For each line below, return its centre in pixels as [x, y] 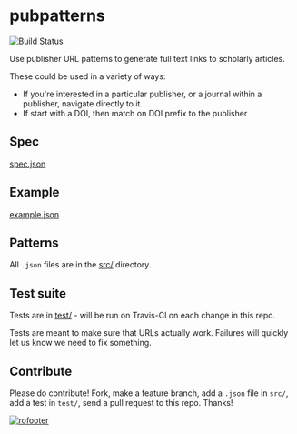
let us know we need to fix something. [80, 343]
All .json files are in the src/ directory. [80, 265]
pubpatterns [58, 16]
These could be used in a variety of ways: [88, 76]
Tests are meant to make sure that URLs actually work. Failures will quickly [149, 333]
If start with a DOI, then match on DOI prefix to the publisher [135, 113]
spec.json [28, 164]
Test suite [38, 293]
